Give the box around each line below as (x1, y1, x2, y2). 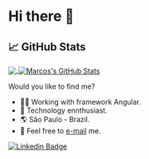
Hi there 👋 (8, 7, 74, 26)
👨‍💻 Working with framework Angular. (19, 97, 142, 106)
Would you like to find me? (8, 81, 96, 91)
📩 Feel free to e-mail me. (19, 125, 101, 135)
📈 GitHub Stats (8, 40, 86, 54)
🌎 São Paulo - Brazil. (19, 114, 90, 124)
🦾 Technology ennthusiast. (19, 105, 108, 115)
